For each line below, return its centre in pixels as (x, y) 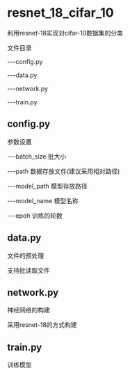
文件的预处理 (25, 255)
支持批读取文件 (29, 270)
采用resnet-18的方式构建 (42, 325)
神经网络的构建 (29, 310)
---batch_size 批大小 (37, 156)
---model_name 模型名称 (43, 200)
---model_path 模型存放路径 (48, 186)
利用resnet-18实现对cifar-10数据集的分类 (65, 33)
